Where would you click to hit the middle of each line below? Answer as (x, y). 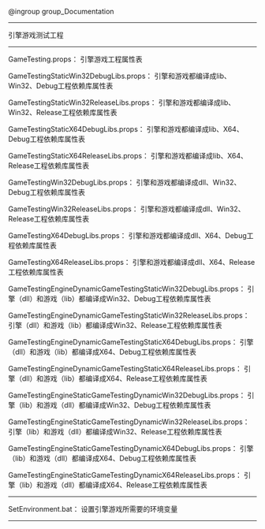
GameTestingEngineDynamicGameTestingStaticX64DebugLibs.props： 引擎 (131, 342)
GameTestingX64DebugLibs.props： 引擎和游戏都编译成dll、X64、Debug (127, 235)
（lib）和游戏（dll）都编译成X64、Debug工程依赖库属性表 (103, 458)
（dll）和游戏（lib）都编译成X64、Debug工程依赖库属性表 (103, 352)
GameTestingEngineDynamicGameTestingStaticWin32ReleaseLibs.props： (129, 315)
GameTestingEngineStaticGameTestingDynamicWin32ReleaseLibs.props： (129, 422)
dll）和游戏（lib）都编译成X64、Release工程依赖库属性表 (114, 378)
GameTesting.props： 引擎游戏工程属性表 (75, 59)
